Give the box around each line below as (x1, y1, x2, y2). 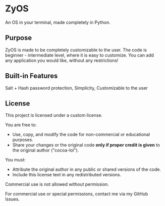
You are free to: (5, 122, 37, 128)
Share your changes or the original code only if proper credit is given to (12, 142, 160, 148)
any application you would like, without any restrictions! (5, 57, 119, 63)
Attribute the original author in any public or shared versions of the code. (12, 166, 161, 172)
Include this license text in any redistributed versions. (12, 172, 121, 178)
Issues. (5, 196, 20, 202)
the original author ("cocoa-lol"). (12, 147, 79, 154)
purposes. (12, 137, 34, 143)
